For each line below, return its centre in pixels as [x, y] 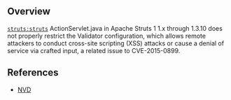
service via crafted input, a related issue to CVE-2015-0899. [94, 50]
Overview [29, 12]
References [33, 73]
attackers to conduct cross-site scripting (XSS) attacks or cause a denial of [116, 43]
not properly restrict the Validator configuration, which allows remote [107, 36]
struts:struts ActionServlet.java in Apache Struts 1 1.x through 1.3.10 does [115, 28]
